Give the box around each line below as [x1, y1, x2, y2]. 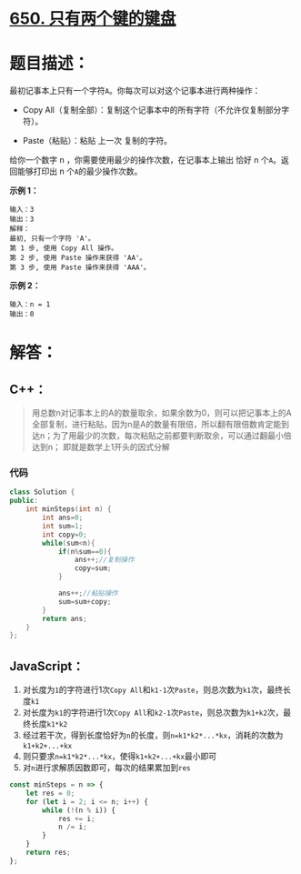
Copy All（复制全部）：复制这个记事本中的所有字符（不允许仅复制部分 [22, 105, 282, 116]
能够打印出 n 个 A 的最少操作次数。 [16, 166, 143, 177]
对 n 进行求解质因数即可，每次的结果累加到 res [22, 762, 191, 773]
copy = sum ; [74, 564, 112, 573]
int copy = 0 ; [42, 529, 88, 539]
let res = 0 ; [25, 789, 75, 798]
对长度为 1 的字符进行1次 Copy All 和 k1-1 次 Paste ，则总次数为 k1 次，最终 [22, 684, 284, 696]
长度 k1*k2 [30, 718, 68, 729]
